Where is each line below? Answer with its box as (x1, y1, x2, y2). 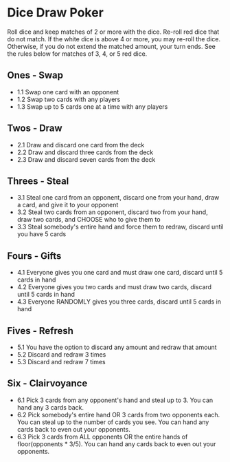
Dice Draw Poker (7, 5, 104, 21)
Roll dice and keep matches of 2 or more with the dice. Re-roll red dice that (7, 28, 220, 36)
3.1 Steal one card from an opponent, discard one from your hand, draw (16, 193, 220, 202)
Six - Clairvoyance (7, 377, 88, 390)
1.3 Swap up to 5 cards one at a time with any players (16, 102, 168, 111)
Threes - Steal (7, 175, 69, 187)
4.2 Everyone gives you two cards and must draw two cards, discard (16, 283, 211, 291)
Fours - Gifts (7, 250, 62, 262)
